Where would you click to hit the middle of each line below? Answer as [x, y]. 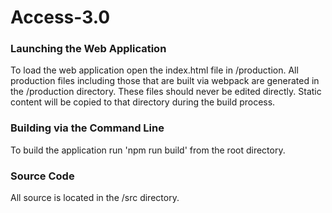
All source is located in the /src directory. [95, 198]
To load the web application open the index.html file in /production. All [154, 70]
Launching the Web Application [88, 49]
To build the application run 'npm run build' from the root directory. [148, 150]
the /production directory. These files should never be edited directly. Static [166, 92]
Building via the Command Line [87, 128]
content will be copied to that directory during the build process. [143, 102]
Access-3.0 [60, 17]
